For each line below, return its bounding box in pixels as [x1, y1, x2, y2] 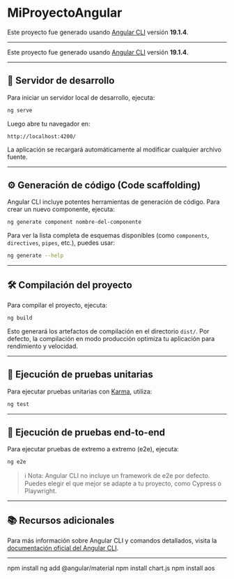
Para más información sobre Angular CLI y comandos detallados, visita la [7, 536, 217, 545]
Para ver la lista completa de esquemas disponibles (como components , [7, 232, 210, 240]
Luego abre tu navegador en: [7, 119, 91, 128]
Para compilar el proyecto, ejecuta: [7, 301, 108, 309]
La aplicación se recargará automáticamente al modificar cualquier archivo [7, 145, 221, 153]
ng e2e [7, 458, 26, 465]
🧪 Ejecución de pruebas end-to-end [7, 426, 166, 438]
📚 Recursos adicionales [7, 514, 115, 526]
